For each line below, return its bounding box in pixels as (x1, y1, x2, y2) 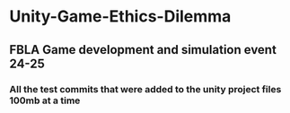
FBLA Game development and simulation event (9, 42, 277, 57)
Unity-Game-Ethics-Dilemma (9, 6, 232, 27)
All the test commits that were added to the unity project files (9, 83, 282, 95)
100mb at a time (9, 94, 81, 107)
